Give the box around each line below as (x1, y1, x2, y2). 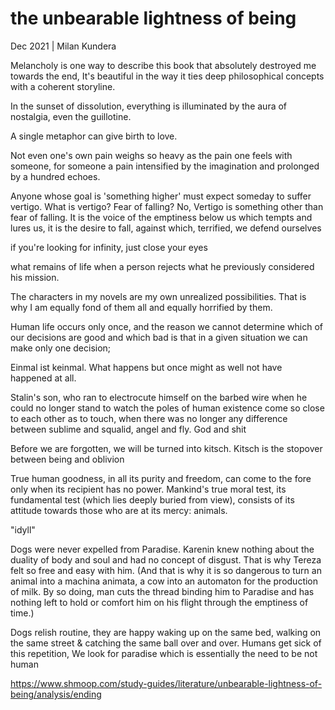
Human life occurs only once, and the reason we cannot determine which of (10, 320, 323, 332)
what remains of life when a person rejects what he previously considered (10, 260, 315, 272)
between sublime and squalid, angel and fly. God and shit (10, 423, 247, 435)
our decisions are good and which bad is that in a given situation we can (10, 331, 308, 343)
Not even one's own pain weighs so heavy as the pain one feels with (10, 149, 293, 161)
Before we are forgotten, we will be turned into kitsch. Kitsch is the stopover (10, 442, 323, 454)
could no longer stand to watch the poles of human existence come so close (10, 402, 325, 414)
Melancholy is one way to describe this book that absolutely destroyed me (10, 59, 317, 71)
